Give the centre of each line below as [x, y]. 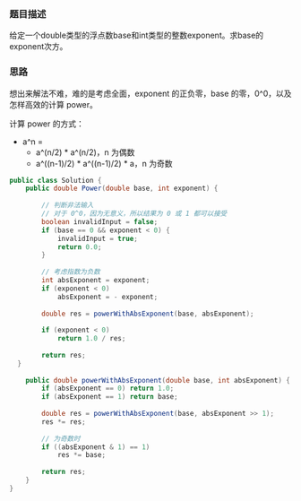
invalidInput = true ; [98, 238]
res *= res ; [64, 422]
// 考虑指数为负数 [71, 272]
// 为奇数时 [61, 438]
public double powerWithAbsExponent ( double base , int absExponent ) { [158, 380]
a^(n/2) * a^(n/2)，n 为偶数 [85, 152]
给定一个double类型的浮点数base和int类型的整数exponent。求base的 [137, 35]
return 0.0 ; [79, 247]
